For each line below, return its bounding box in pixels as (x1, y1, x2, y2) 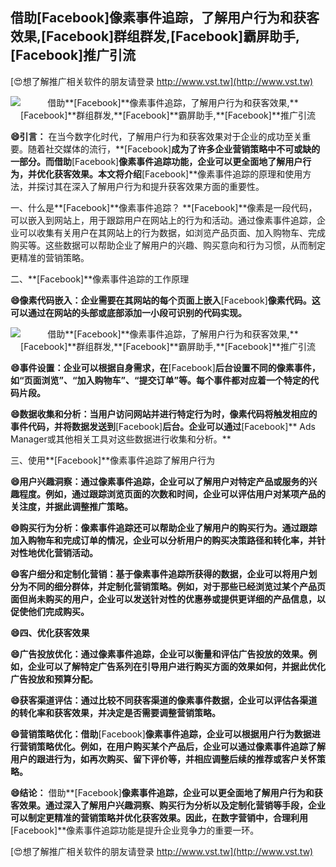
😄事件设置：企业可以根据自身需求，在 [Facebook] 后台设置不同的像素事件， (10, 361, 321, 373)
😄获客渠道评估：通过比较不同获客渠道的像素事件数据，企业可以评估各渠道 (10, 694, 318, 706)
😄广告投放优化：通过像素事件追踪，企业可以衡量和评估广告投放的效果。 (10, 648, 309, 660)
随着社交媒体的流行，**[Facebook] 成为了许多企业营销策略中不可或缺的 (27, 143, 321, 155)
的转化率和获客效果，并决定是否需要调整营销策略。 (10, 706, 221, 718)
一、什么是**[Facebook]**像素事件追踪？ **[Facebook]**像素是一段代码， (10, 201, 318, 213)
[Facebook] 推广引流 (10, 47, 137, 64)
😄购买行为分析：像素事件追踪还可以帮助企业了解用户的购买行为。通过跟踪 (10, 521, 318, 533)
